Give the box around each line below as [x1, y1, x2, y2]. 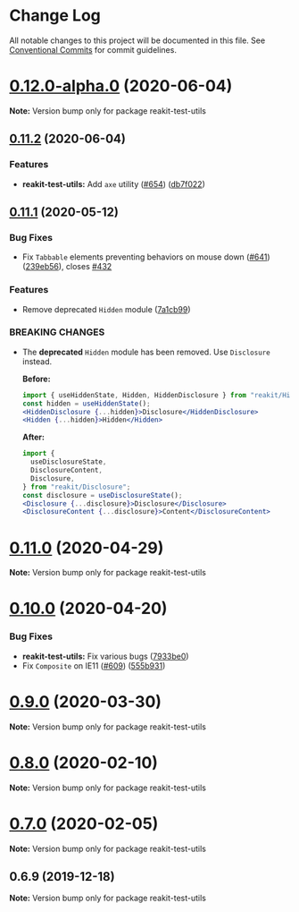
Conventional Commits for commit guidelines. [9, 44, 177, 55]
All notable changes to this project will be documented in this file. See [9, 35, 266, 46]
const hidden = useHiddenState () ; [21, 399, 151, 408]
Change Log [9, 5, 101, 26]
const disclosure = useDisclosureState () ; [21, 490, 183, 499]
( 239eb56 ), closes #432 [21, 261, 112, 272]
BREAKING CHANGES [9, 326, 105, 338]
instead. [21, 355, 53, 367]
